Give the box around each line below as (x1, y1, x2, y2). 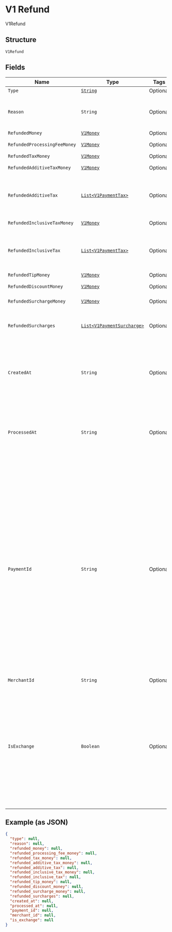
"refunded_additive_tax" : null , (10, 865, 79, 870)
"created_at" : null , (10, 898, 54, 904)
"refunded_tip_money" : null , (10, 880, 72, 885)
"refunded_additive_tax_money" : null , (10, 860, 93, 865)
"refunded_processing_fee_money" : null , (10, 850, 97, 856)
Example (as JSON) (5, 818, 68, 827)
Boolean (81, 743, 100, 749)
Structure (5, 35, 37, 44)
